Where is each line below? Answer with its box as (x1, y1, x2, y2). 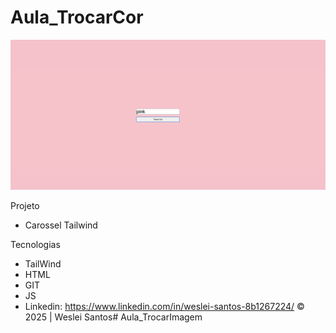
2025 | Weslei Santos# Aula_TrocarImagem (24, 311, 203, 323)
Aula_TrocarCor (10, 6, 144, 29)
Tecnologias (10, 239, 61, 251)
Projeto (10, 200, 40, 212)
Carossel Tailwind (24, 219, 98, 231)
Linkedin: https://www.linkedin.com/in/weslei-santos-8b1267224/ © (24, 301, 305, 313)
